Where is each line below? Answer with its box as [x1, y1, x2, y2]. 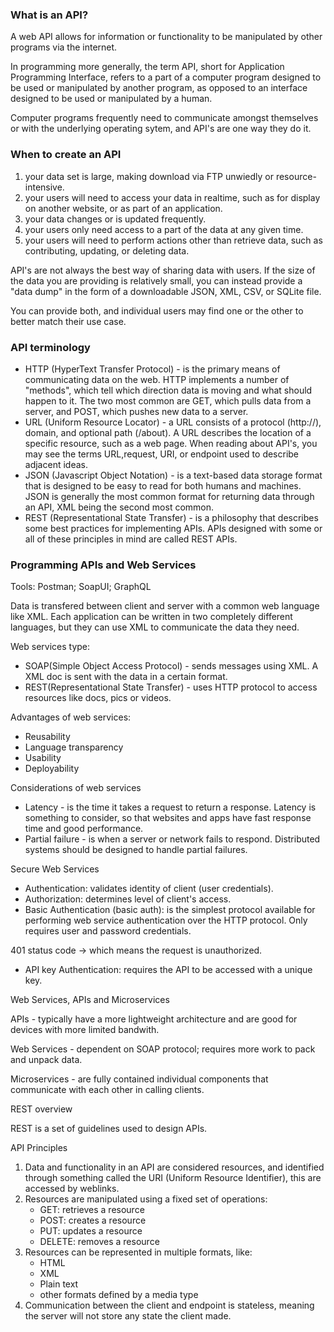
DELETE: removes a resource [39, 1236, 160, 1248]
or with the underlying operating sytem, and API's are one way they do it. [10, 123, 312, 135]
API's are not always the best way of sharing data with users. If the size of [10, 264, 316, 276]
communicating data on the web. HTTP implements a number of [24, 373, 290, 385]
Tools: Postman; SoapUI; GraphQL [10, 581, 152, 593]
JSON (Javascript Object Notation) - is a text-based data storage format [24, 469, 323, 481]
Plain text [39, 1278, 79, 1290]
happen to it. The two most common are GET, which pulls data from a [24, 394, 312, 407]
